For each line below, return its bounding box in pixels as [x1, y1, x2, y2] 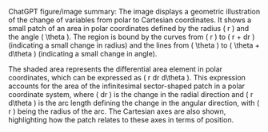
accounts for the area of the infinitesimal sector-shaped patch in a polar [8, 81, 246, 91]
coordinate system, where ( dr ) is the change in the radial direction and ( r [8, 90, 254, 99]
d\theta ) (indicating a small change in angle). [8, 49, 158, 58]
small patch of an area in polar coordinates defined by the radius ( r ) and [8, 24, 250, 33]
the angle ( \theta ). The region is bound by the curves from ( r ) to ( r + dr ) [8, 32, 255, 41]
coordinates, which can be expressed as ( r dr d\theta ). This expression [8, 73, 246, 82]
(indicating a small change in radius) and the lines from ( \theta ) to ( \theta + [8, 41, 260, 50]
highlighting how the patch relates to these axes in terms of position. [8, 115, 234, 124]
